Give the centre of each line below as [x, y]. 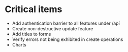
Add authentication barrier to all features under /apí [66, 23]
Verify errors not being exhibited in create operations [68, 39]
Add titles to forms [31, 34]
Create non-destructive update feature [53, 28]
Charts [19, 44]
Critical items [34, 9]
